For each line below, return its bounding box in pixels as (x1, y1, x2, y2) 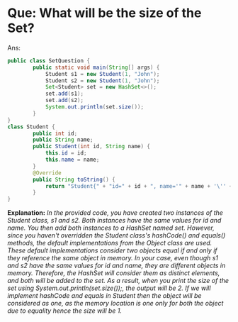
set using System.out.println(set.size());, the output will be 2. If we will (7, 284, 211, 292)
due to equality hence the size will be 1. (7, 306, 123, 315)
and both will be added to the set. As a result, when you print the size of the (7, 277, 229, 285)
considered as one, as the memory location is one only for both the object (7, 299, 224, 308)
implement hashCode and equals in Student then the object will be (7, 292, 202, 300)
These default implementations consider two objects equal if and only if (7, 246, 217, 255)
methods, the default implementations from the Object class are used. (7, 239, 212, 248)
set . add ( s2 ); (45, 97, 84, 104)
